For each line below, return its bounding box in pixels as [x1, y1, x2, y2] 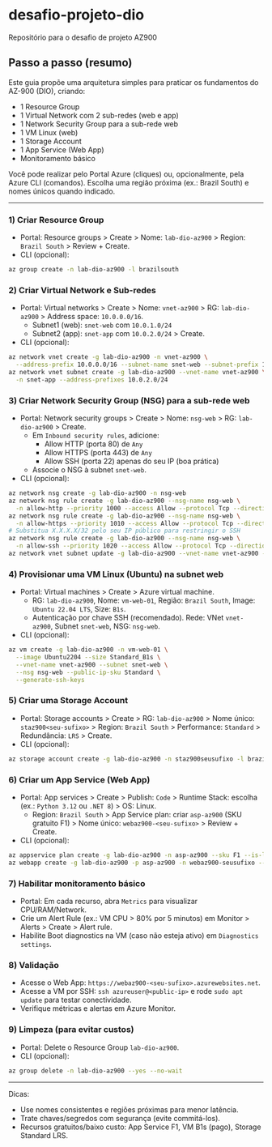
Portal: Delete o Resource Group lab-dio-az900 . [19, 1043, 180, 1052]
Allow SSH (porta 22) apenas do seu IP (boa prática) [44, 456, 219, 467]
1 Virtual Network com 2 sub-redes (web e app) [19, 110, 180, 120]
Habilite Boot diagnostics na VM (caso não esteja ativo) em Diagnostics [19, 931, 259, 940]
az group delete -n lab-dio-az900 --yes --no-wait [8, 1067, 183, 1075]
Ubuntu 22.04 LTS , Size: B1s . [32, 604, 126, 614]
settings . [19, 940, 53, 949]
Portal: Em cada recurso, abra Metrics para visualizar [19, 897, 198, 906]
